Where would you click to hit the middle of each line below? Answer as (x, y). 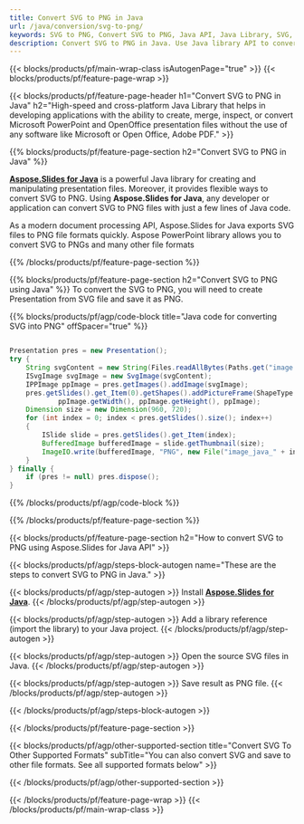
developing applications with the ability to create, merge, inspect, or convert (152, 115)
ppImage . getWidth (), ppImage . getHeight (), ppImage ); (159, 401)
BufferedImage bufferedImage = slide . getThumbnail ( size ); (153, 443)
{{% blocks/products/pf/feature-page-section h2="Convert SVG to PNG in (148, 152)
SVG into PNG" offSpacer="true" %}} (79, 326)
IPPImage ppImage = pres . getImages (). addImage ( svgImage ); (137, 384)
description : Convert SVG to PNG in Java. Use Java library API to (139, 43)
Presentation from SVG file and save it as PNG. (96, 299)
